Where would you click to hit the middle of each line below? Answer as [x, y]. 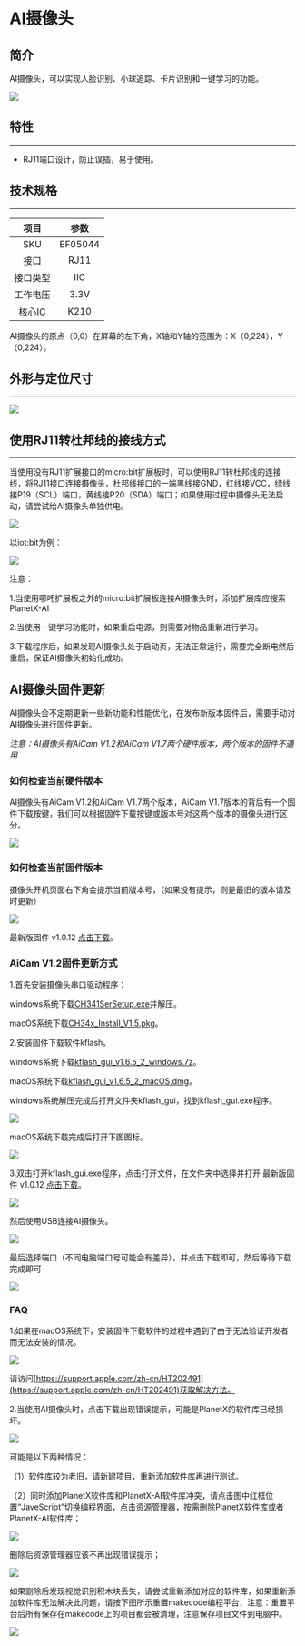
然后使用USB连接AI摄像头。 [61, 1220]
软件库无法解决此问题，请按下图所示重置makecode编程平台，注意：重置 [152, 1602]
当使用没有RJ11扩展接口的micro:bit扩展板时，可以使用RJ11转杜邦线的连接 [145, 472]
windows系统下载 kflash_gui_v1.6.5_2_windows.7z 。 [105, 1061]
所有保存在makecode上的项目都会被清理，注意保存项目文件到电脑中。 [156, 1614]
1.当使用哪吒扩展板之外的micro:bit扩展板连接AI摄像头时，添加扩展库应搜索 [148, 598]
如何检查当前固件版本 [56, 868]
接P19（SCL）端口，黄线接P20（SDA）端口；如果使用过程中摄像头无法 [143, 495]
